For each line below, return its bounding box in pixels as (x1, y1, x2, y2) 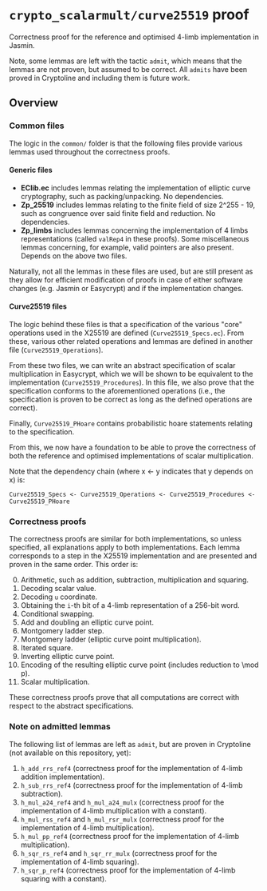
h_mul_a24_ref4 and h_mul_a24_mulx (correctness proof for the (20, 797, 225, 807)
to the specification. (9, 427, 75, 437)
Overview (9, 96, 59, 110)
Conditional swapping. (20, 609, 95, 619)
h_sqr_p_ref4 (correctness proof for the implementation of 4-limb (20, 865, 236, 875)
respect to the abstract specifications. (9, 701, 134, 711)
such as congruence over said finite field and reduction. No (20, 208, 216, 218)
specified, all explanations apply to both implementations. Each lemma (9, 542, 241, 553)
